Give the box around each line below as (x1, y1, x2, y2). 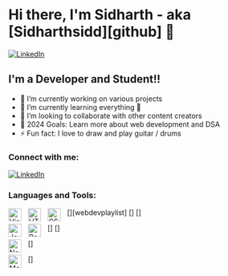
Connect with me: (8, 151, 79, 162)
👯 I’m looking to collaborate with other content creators (19, 111, 202, 120)
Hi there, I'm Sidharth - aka (8, 6, 191, 24)
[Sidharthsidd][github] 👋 (8, 22, 175, 41)
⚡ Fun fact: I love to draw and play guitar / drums (19, 128, 182, 138)
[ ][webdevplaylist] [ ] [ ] (67, 208, 142, 217)
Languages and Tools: (8, 189, 96, 201)
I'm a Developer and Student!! (8, 72, 161, 86)
